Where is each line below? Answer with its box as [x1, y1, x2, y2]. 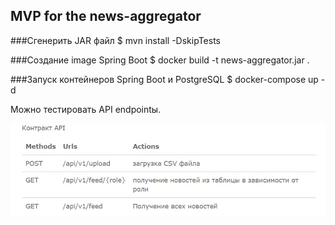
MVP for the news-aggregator [10, 8, 202, 25]
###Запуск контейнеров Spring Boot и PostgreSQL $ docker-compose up [10, 73, 319, 85]
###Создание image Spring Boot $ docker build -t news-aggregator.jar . [10, 54, 310, 66]
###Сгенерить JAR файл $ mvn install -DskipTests [10, 34, 221, 46]
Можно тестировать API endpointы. [10, 103, 162, 115]
